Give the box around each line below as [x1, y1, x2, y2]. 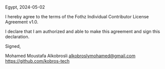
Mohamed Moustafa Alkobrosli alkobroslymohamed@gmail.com [5, 53, 136, 59]
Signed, [5, 43, 21, 49]
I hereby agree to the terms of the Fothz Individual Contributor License [5, 14, 149, 19]
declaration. [5, 34, 30, 39]
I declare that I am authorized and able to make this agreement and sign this [5, 29, 160, 34]
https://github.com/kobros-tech [5, 58, 70, 64]
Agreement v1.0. [5, 19, 39, 25]
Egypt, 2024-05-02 [5, 4, 46, 10]
